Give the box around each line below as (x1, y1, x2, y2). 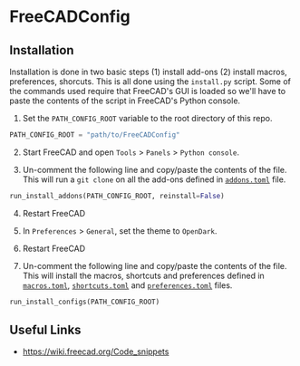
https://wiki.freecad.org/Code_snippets (22, 346, 169, 357)
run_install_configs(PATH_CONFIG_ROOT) (9, 297, 160, 306)
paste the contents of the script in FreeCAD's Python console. (9, 95, 241, 106)
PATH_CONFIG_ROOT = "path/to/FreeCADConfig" (9, 130, 180, 140)
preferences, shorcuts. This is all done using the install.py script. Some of (9, 76, 292, 87)
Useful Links (9, 323, 82, 338)
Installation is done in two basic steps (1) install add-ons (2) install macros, (9, 66, 287, 77)
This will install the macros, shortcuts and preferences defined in (22, 270, 265, 281)
